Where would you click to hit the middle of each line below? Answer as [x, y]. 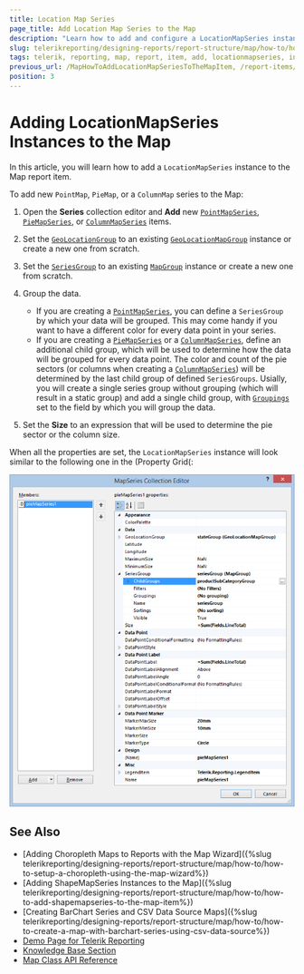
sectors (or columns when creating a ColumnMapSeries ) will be [150, 368]
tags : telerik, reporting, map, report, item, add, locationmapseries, [147, 58]
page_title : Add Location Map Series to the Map [103, 29]
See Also [35, 832]
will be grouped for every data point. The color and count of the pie [161, 359]
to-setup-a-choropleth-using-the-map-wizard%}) [116, 873]
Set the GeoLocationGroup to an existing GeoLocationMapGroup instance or [157, 239]
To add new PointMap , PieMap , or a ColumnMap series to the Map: [127, 194]
